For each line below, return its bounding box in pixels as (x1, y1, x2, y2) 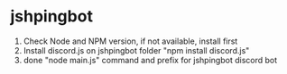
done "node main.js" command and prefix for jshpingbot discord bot (23, 54, 278, 65)
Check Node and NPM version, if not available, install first (23, 36, 238, 46)
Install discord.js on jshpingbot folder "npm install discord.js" (23, 45, 250, 55)
